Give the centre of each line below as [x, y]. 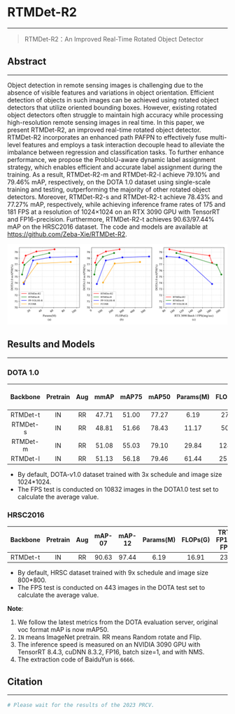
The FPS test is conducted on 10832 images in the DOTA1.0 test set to [118, 489]
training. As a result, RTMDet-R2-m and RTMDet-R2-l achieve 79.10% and [114, 174]
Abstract [27, 61]
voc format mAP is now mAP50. [63, 630]
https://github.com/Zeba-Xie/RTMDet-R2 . [67, 234]
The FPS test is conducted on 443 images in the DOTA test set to [111, 588]
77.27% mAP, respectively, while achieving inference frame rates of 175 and [116, 204]
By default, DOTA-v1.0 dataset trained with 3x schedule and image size [120, 474]
